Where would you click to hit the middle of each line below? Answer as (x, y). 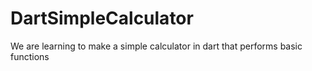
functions (30, 56)
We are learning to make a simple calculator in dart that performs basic (156, 46)
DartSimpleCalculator (102, 18)
